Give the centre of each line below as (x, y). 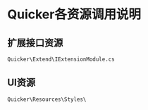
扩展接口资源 (35, 43)
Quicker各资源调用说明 (74, 14)
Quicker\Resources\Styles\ (47, 99)
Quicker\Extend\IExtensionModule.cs (61, 59)
